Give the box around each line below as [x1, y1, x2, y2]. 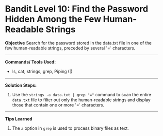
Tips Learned [5, 116, 33, 121]
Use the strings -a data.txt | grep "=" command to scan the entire [12, 91, 151, 97]
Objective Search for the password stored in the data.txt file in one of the [5, 40, 152, 45]
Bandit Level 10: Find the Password [5, 3, 148, 15]
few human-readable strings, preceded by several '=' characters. [5, 45, 136, 51]
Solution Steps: [5, 82, 37, 88]
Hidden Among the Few [5, 14, 101, 25]
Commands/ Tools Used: [5, 59, 56, 65]
